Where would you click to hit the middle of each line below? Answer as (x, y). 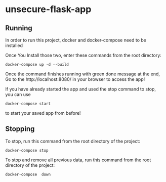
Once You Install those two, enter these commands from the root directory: (84, 55)
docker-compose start (28, 104)
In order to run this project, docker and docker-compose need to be (76, 40)
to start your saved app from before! (43, 113)
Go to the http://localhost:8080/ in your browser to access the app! (75, 79)
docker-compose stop (27, 150)
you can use (18, 94)
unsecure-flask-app (48, 9)
